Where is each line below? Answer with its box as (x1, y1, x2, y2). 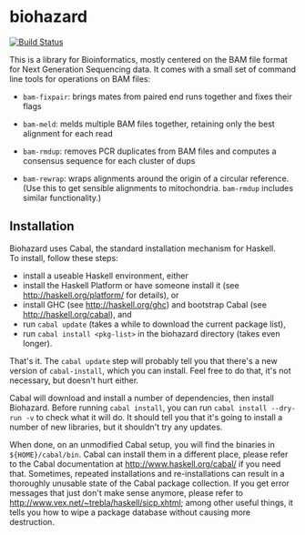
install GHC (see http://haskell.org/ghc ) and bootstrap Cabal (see (22, 298, 267, 310)
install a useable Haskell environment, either (22, 270, 188, 281)
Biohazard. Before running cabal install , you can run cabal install (9, 402, 268, 413)
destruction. (9, 516, 55, 527)
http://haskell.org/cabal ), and (22, 308, 132, 319)
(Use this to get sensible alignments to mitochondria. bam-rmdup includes (22, 182, 294, 193)
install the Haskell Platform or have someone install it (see (22, 279, 239, 290)
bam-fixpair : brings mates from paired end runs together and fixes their (22, 91, 293, 102)
